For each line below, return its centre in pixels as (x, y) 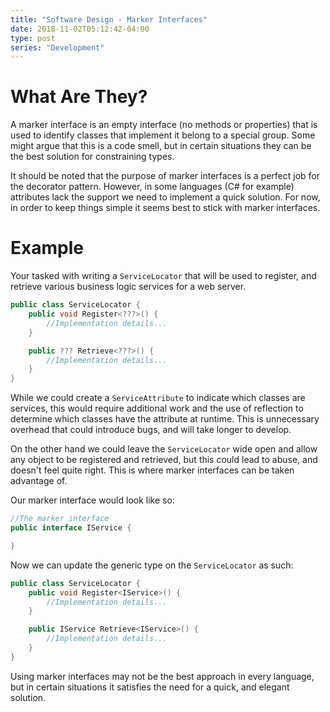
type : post (33, 38)
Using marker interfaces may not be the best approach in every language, (162, 676)
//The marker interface (60, 519)
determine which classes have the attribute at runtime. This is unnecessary (165, 419)
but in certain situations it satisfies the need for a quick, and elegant (150, 687)
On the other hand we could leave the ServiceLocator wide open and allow (164, 449)
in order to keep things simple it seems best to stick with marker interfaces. (165, 208)
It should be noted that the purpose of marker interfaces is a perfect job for (165, 176)
